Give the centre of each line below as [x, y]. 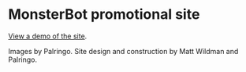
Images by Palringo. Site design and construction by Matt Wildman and [123, 51]
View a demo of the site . [48, 36]
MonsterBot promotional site [104, 14]
